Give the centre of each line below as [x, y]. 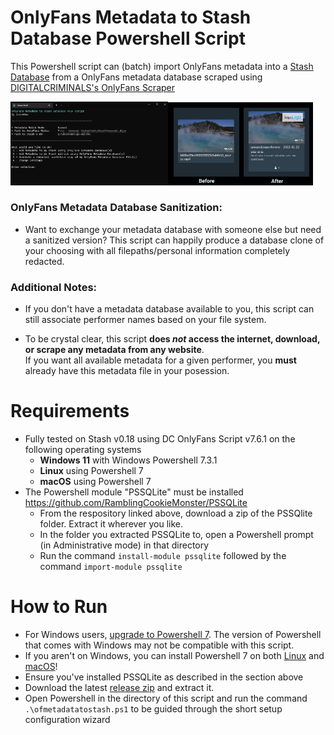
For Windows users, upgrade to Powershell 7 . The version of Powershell [173, 634]
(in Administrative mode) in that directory [124, 545]
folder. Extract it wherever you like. [111, 524]
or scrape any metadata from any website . [114, 350]
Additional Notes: [54, 287]
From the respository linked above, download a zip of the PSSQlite [176, 513]
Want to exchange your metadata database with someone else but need [173, 229]
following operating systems [83, 450]
